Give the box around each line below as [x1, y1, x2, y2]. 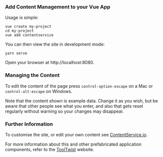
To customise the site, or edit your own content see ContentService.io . [5, 131, 148, 137]
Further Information [5, 121, 53, 127]
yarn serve [5, 51, 27, 56]
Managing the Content [5, 72, 60, 79]
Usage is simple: [5, 15, 39, 21]
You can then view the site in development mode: [5, 41, 105, 47]
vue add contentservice [5, 33, 54, 38]
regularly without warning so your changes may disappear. [5, 108, 124, 114]
